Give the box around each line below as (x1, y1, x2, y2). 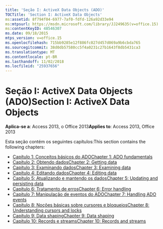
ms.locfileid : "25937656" (5, 64, 59, 69)
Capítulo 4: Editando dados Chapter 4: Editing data (12, 170, 117, 176)
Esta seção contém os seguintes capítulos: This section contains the (5, 139, 146, 145)
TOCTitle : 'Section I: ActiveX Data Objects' (5, 12, 102, 17)
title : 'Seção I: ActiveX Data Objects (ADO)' (5, 7, 105, 13)
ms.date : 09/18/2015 (5, 31, 49, 36)
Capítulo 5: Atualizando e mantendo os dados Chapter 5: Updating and (12, 175, 158, 182)
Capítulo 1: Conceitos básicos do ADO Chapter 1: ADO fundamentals (12, 154, 153, 160)
